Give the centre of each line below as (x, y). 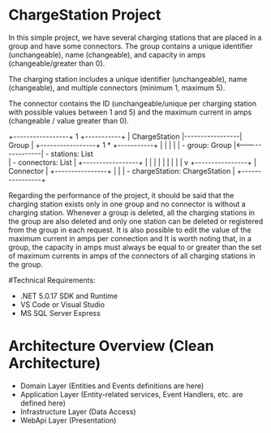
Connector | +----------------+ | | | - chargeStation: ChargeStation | (122, 171)
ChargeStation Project (85, 15)
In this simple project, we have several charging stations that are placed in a (135, 37)
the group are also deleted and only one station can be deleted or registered (136, 221)
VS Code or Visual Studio (62, 304)
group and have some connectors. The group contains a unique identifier (131, 45)
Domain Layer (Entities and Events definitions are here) (112, 385)
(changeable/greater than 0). (57, 63)
